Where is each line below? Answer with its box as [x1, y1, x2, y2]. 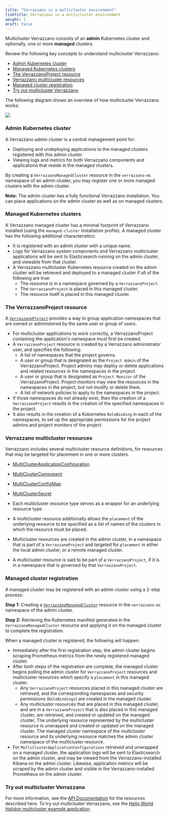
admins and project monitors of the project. [12, 422, 103, 428]
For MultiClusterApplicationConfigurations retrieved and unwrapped [12, 744, 158, 750]
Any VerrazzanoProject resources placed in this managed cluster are [20, 685, 163, 691]
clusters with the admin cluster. [5, 183, 71, 189]
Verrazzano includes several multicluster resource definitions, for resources [5, 446, 163, 452]
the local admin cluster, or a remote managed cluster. [12, 547, 124, 553]
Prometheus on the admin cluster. [12, 771, 83, 777]
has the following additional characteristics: [5, 232, 96, 239]
